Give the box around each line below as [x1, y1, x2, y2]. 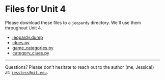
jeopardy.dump [12, 34, 43, 40]
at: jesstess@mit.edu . [5, 69, 48, 75]
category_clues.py [12, 50, 50, 56]
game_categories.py [12, 45, 54, 51]
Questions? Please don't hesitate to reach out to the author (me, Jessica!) [5, 64, 154, 70]
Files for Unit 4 [5, 3, 66, 15]
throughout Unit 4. [5, 25, 42, 30]
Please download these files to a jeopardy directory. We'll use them [5, 20, 141, 26]
